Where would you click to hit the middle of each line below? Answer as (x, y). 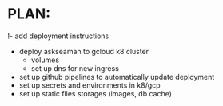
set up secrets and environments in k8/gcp (90, 85)
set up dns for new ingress (75, 68)
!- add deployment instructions (58, 36)
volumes (45, 60)
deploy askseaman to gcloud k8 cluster (84, 51)
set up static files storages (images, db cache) (96, 93)
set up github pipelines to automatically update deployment (117, 77)
